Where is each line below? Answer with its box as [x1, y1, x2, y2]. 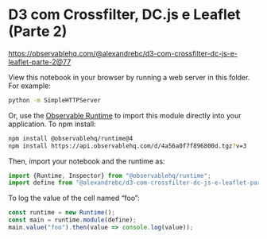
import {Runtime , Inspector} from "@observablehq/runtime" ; [8, 172, 212, 179]
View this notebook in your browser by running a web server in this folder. [8, 72, 250, 82]
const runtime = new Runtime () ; [8, 209, 115, 217]
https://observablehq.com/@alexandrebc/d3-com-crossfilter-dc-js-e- [8, 48, 238, 58]
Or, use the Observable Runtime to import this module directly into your [8, 110, 242, 120]
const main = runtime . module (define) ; [8, 216, 137, 224]
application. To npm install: [8, 119, 97, 129]
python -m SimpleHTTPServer [8, 96, 102, 104]
